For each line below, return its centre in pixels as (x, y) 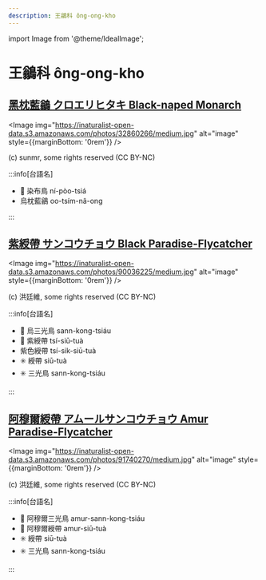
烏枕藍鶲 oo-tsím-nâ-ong (61, 201)
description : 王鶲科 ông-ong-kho (62, 16)
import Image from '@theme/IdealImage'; (76, 38)
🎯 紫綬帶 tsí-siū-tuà (52, 341)
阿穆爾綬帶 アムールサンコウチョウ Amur (109, 419)
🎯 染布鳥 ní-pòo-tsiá (53, 191)
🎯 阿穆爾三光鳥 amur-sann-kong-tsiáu (82, 518)
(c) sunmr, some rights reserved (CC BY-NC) (82, 157)
